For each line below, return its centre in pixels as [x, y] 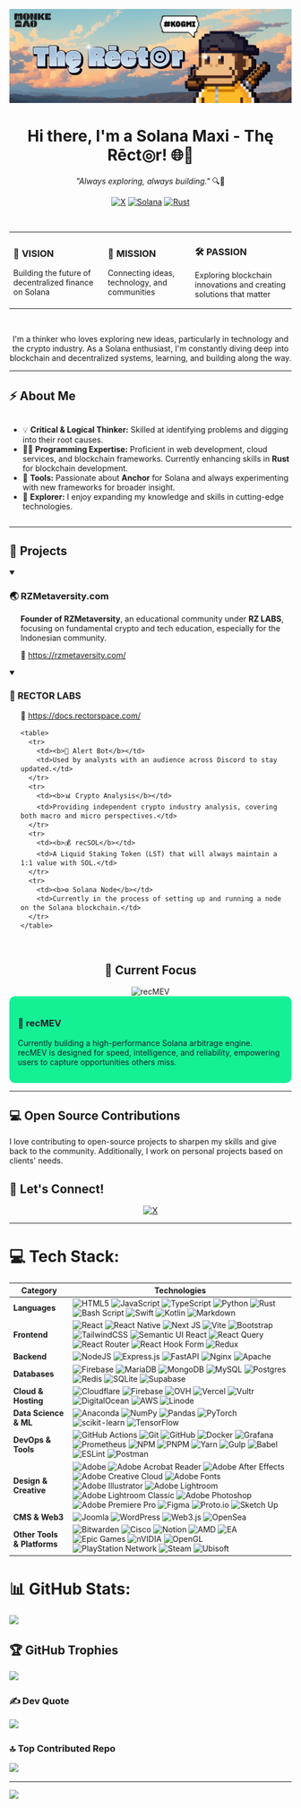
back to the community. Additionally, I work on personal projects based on [146, 1152]
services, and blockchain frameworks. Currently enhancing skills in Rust [155, 459]
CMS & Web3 [39, 1517]
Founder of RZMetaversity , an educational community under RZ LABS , [152, 619]
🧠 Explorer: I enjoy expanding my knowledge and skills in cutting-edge [153, 497]
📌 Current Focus [150, 970]
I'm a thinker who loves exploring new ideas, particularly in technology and [150, 339]
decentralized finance [53, 283]
